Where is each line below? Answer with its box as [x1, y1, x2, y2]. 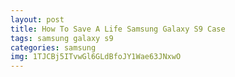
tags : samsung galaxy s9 [10, 33, 114, 43]
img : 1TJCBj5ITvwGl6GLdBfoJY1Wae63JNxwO [10, 52, 182, 62]
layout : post [10, 14, 65, 25]
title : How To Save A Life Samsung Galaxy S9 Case [10, 24, 226, 34]
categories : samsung [10, 42, 97, 53]
